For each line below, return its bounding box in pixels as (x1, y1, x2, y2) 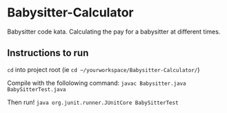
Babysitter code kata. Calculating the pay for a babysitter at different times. (7, 27, 221, 36)
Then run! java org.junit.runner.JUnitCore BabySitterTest (7, 98, 179, 106)
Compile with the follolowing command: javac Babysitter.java (7, 79, 186, 87)
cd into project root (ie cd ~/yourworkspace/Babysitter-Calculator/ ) (7, 65, 200, 73)
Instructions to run (7, 47, 89, 59)
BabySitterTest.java (7, 86, 67, 93)
